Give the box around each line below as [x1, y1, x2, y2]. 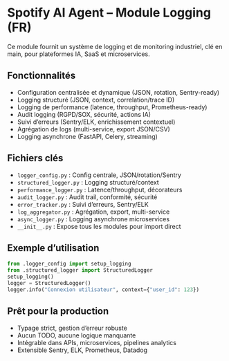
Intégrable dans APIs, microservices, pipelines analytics [17, 338, 176, 346]
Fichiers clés [7, 152, 64, 164]
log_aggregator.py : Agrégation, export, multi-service [17, 207, 170, 216]
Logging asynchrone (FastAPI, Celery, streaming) [17, 132, 158, 140]
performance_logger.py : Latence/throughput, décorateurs [17, 185, 183, 194]
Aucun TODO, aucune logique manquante [17, 331, 136, 340]
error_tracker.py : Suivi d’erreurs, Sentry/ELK [17, 200, 149, 208]
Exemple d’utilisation [7, 242, 100, 254]
